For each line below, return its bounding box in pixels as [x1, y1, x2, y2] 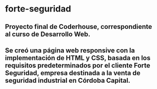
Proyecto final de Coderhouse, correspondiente [5, 23, 153, 31]
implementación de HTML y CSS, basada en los [5, 54, 151, 62]
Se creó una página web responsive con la [5, 46, 135, 54]
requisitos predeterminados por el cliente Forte [5, 61, 150, 69]
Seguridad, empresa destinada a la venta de [5, 69, 141, 77]
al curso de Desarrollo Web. [5, 30, 91, 38]
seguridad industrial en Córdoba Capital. [5, 76, 131, 85]
